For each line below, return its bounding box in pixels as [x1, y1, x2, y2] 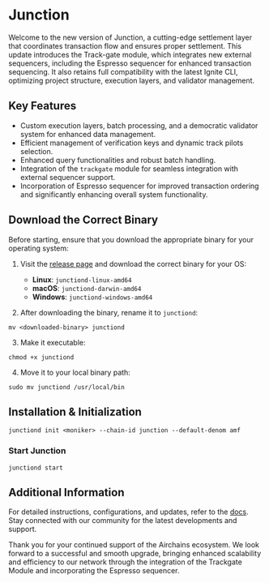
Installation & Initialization [8, 405, 142, 418]
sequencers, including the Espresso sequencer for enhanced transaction [8, 58, 252, 68]
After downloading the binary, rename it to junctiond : [19, 307, 199, 317]
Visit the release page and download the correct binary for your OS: [19, 259, 247, 268]
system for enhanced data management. [19, 129, 156, 139]
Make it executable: [19, 337, 86, 347]
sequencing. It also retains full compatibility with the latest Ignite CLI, [8, 66, 238, 76]
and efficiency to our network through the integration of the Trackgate [8, 557, 243, 567]
